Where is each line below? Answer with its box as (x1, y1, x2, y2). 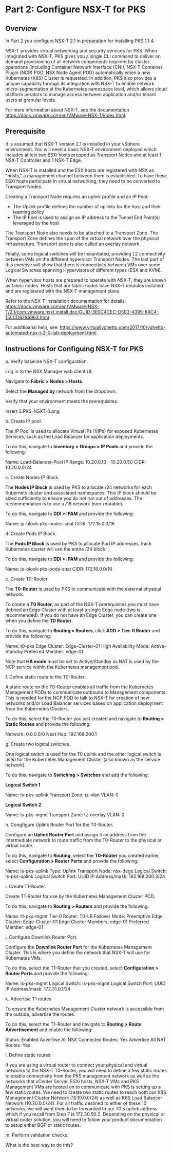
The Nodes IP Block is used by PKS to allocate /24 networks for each (5, 484, 152, 490)
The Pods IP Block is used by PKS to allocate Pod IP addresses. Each (5, 540, 152, 546)
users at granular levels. (5, 97, 56, 103)
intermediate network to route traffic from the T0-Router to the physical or (5, 837, 162, 843)
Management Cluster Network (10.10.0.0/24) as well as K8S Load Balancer (5, 1094, 163, 1101)
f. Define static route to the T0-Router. (5, 673, 86, 680)
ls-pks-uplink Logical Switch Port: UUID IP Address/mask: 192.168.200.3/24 (5, 873, 165, 880)
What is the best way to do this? (5, 1142, 73, 1148)
